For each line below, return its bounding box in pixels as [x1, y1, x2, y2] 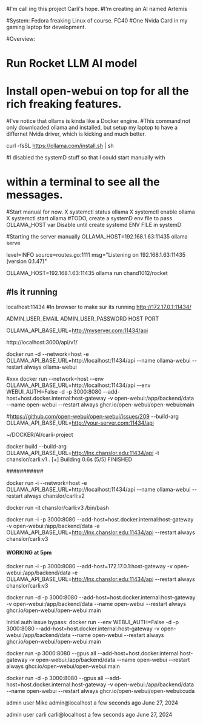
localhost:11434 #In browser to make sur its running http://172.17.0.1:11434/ [6, 303, 192, 310]
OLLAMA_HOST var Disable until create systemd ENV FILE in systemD [6, 221, 182, 229]
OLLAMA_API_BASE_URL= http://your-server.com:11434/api [6, 419, 155, 426]
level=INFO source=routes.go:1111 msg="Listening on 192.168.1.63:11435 [6, 251, 186, 259]
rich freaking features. [6, 97, 122, 111]
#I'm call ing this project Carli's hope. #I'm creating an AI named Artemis [6, 5, 188, 12]
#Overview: [6, 35, 35, 42]
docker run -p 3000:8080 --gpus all [6, 650, 96, 657]
